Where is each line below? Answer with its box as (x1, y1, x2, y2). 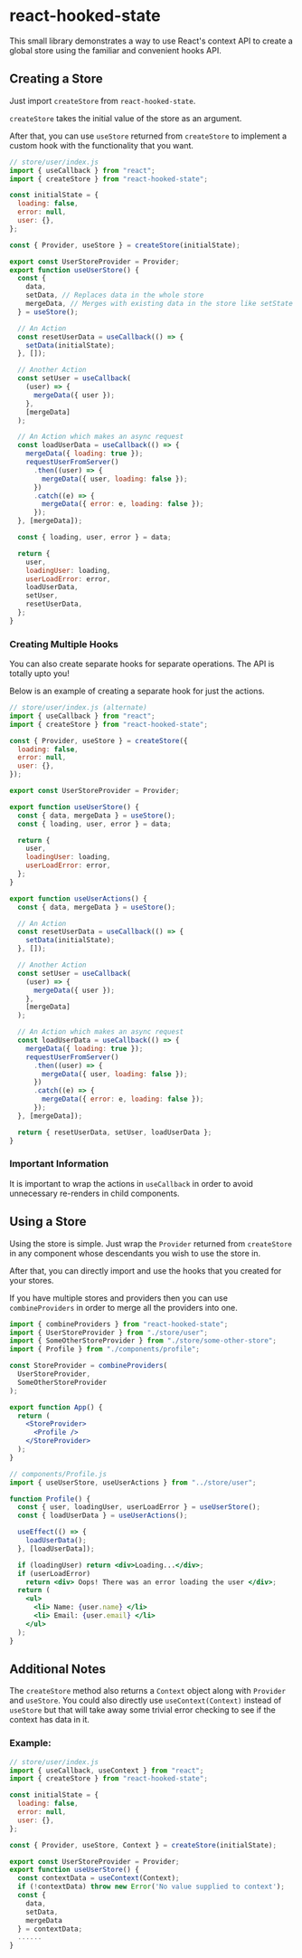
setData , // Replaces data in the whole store (25, 291, 204, 300)
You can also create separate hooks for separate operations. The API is (9, 658, 275, 670)
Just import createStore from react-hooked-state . (9, 95, 196, 106)
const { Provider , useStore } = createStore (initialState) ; (9, 241, 241, 250)
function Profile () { (9, 1495, 91, 1504)
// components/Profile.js (9, 1469, 107, 1478)
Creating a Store (9, 72, 104, 87)
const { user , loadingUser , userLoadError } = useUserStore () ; (17, 1503, 260, 1512)
